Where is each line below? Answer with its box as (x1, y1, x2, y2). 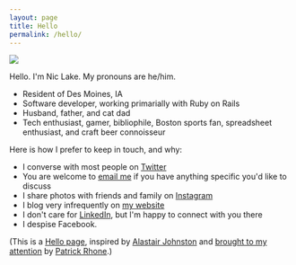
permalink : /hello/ (9, 30, 83, 39)
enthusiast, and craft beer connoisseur (22, 127, 166, 137)
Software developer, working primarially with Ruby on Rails (22, 98, 240, 109)
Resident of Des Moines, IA (22, 89, 123, 100)
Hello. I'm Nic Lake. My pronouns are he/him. (9, 71, 177, 82)
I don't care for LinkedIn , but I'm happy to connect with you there (22, 209, 263, 220)
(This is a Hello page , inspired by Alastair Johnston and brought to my (9, 236, 267, 247)
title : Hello (9, 22, 58, 31)
